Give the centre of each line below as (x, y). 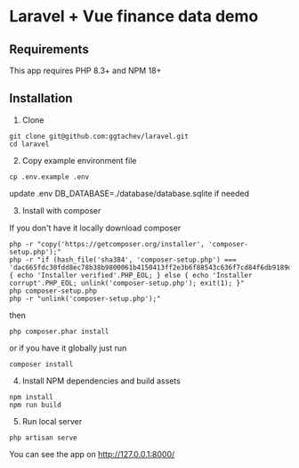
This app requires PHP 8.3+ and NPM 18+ (85, 70)
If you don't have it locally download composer (95, 228)
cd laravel (29, 144)
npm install (31, 397)
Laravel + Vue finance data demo (134, 16)
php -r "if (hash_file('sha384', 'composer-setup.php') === (123, 260)
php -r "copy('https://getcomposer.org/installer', (107, 244)
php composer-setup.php (53, 291)
